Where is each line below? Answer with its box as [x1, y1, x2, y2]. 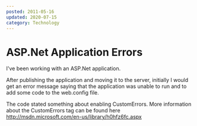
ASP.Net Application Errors [6, 45, 143, 59]
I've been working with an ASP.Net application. [6, 65, 121, 72]
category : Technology [6, 20, 60, 26]
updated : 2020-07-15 [6, 14, 58, 20]
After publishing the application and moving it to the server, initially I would [6, 77, 189, 84]
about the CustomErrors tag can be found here [6, 107, 120, 114]
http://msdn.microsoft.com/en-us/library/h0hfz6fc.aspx [6, 114, 142, 121]
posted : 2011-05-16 [6, 8, 55, 15]
